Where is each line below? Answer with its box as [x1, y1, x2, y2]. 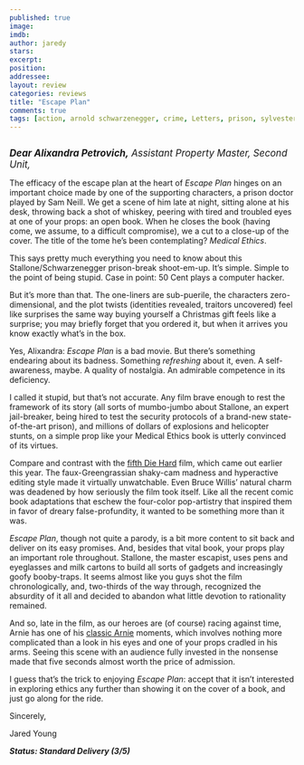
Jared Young [9, 728, 57, 739]
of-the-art [9, 421, 47, 432]
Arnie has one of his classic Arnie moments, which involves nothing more [9, 627, 282, 638]
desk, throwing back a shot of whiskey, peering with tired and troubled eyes [9, 206, 292, 217]
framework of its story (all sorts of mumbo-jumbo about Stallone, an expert [9, 402, 290, 413]
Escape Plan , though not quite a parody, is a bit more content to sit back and [9, 533, 295, 544]
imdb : [9, 30, 30, 39]
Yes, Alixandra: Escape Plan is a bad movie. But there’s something [9, 346, 256, 357]
